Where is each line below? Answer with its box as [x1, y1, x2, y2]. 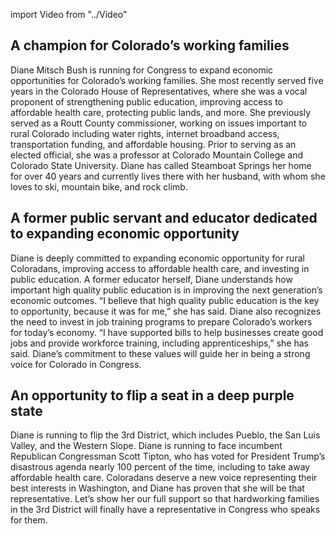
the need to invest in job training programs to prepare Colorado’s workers [10, 315, 313, 328]
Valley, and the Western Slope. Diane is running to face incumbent [10, 440, 283, 452]
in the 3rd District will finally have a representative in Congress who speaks [10, 504, 321, 516]
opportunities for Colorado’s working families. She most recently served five [10, 74, 324, 86]
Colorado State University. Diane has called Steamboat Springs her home [10, 159, 312, 171]
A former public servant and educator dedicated [10, 210, 318, 227]
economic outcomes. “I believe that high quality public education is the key [10, 294, 320, 306]
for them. [10, 514, 48, 526]
